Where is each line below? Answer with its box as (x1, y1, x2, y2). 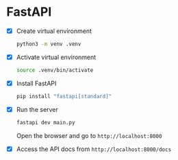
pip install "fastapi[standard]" (16, 93, 112, 100)
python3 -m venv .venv (16, 41, 81, 47)
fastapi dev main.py (16, 119, 75, 126)
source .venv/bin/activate (16, 67, 94, 73)
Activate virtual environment (16, 53, 97, 61)
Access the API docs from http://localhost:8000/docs (16, 145, 172, 153)
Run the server (16, 105, 59, 113)
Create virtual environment (16, 27, 92, 35)
